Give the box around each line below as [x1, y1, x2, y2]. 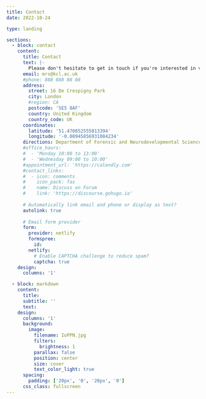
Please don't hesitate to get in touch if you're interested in [28, 65, 196, 71]
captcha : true [33, 258, 70, 265]
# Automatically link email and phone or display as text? [22, 201, 177, 208]
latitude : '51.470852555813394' [28, 128, 112, 134]
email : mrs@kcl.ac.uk [22, 71, 78, 77]
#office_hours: [22, 145, 62, 151]
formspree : [28, 236, 56, 242]
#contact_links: [22, 168, 64, 174]
